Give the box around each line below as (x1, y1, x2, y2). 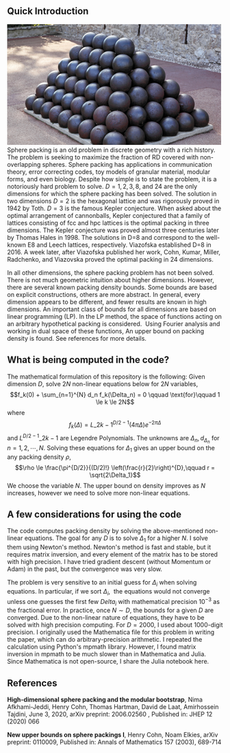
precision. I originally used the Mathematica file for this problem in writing (7, 628, 215, 636)
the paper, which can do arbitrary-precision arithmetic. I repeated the (7, 636, 203, 644)
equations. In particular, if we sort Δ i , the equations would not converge (7, 587, 210, 597)
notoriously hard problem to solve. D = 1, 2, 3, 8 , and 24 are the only (7, 182, 198, 190)
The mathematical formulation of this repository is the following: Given (7, 372, 205, 381)
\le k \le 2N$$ (95, 398, 135, 406)
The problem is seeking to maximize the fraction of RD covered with (7, 153, 199, 161)
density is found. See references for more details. (7, 334, 147, 342)
